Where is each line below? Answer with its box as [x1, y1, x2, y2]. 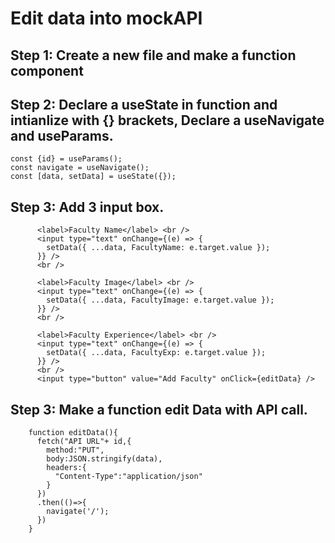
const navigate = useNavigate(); [10, 163, 150, 173]
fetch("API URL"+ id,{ [36, 437, 132, 447]
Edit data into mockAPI [10, 7, 203, 30]
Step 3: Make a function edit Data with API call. [10, 401, 308, 418]
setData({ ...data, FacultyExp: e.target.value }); [46, 348, 267, 358]
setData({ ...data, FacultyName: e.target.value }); [46, 243, 271, 253]
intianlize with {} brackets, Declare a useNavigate [10, 112, 325, 129]
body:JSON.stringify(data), [46, 454, 163, 464]
